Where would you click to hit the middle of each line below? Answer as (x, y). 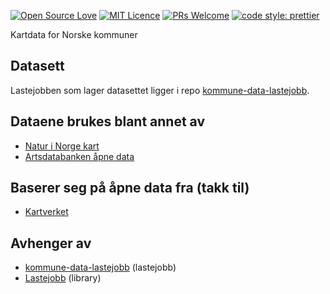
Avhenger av (51, 243)
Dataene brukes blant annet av (108, 121)
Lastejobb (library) (63, 278)
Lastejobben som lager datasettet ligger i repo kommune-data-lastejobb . (160, 90)
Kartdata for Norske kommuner (74, 34)
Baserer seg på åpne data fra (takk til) (130, 188)
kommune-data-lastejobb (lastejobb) (100, 267)
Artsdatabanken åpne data (79, 156)
